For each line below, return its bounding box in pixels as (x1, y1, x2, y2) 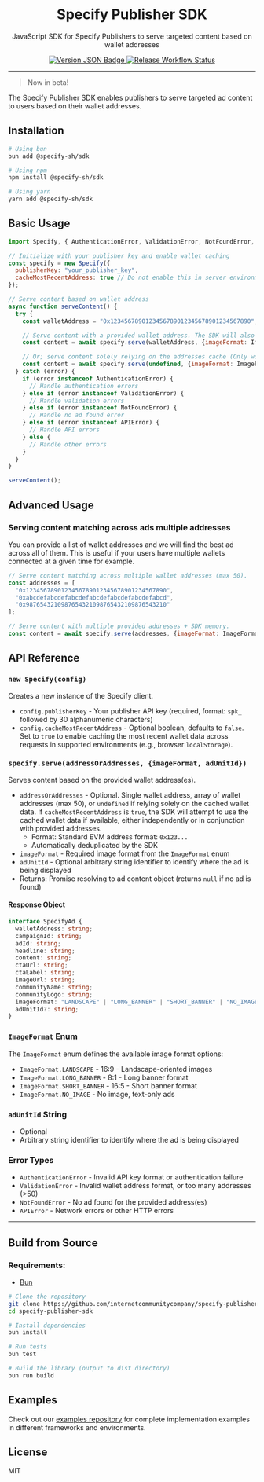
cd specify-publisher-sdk (8, 1307, 93, 1315)
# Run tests (8, 1343, 47, 1351)
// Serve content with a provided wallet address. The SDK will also (22, 332, 255, 339)
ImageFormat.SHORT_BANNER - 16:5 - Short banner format (19, 1080, 198, 1090)
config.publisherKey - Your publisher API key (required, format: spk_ (19, 706, 242, 716)
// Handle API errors (28, 426, 101, 434)
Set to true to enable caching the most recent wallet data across (19, 731, 229, 740)
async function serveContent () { (8, 303, 118, 310)
